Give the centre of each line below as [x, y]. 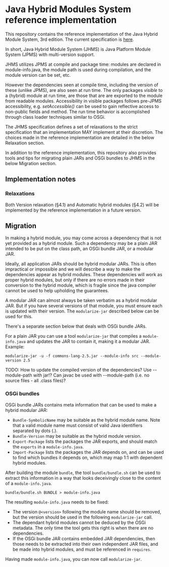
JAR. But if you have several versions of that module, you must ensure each [84, 306]
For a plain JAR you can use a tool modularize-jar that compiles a [74, 336]
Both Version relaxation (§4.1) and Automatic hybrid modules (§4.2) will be [82, 204]
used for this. [19, 317]
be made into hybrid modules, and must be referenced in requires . [82, 549]
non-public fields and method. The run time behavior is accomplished [78, 112]
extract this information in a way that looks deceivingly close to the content [83, 478]
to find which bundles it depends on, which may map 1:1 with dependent [88, 457]
